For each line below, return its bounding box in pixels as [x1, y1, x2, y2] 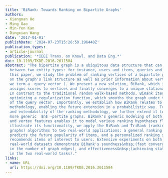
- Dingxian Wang [5, 30, 39, 35]
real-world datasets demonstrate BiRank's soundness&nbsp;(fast [9, 142, 146, 147]
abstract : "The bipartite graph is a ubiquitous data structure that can [5, 63, 162, 68]
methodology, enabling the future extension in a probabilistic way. [9, 105, 157, 110]
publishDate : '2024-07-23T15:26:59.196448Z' [5, 40, 99, 45]
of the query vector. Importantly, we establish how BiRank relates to [9, 100, 162, 105]
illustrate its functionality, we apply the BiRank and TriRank [9, 123, 146, 128]
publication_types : [5, 44, 46, 49]
